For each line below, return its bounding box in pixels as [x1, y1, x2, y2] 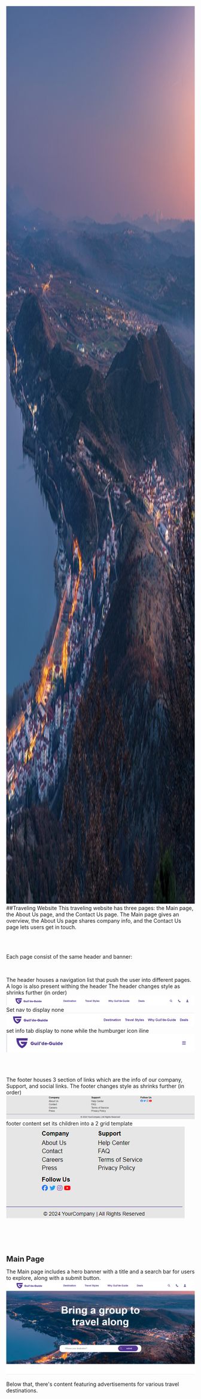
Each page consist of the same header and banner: [6, 953, 133, 960]
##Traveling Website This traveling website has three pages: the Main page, [6, 905, 194, 911]
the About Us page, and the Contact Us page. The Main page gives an [6, 911, 179, 918]
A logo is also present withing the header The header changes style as [6, 983, 181, 990]
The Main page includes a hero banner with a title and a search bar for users [6, 1268, 195, 1275]
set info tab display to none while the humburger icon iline [6, 1027, 150, 1035]
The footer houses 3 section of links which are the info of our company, [6, 1076, 182, 1083]
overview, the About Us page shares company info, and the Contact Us [6, 917, 181, 924]
